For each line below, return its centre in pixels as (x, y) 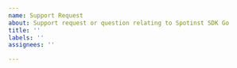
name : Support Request (46, 15)
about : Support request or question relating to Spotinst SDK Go (118, 23)
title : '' (25, 30)
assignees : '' (32, 45)
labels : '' (26, 38)
